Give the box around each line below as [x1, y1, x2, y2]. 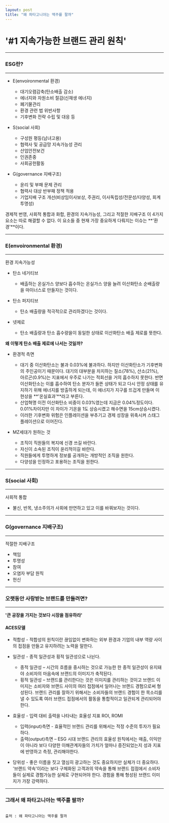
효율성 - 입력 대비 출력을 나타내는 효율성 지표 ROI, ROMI [12, 713, 123, 719]
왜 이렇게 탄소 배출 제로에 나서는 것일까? [5, 341, 83, 347]
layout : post [5, 7, 33, 13]
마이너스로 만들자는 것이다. [25, 287, 78, 293]
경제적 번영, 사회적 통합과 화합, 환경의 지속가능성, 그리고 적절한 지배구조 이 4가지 [5, 211, 163, 217]
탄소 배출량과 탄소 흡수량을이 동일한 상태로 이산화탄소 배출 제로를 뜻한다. [20, 330, 162, 336]
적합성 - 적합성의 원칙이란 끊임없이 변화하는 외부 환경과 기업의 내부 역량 [12, 637, 153, 643]
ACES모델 [5, 624, 26, 630]
